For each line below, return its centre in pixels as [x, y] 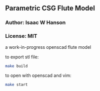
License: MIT [21, 36]
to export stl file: [22, 57]
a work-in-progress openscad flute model [48, 47]
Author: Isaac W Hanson [35, 23]
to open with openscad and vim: [38, 75]
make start [16, 85]
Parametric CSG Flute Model [50, 8]
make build [16, 66]
